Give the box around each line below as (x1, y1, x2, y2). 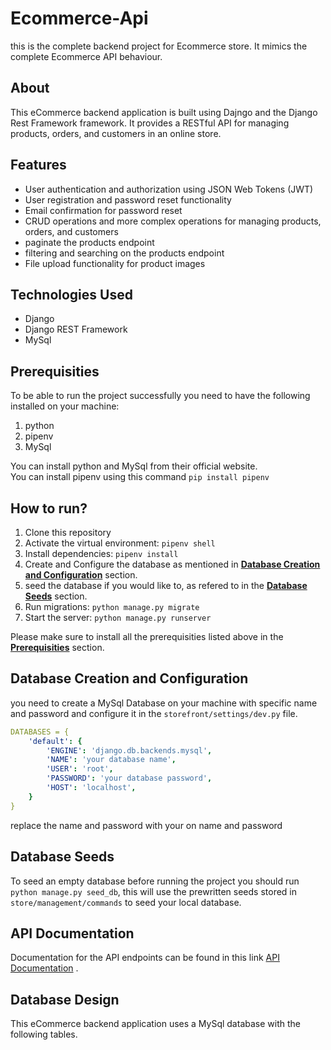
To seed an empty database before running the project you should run (10, 875, 300, 887)
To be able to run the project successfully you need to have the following (10, 390, 311, 402)
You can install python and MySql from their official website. (10, 460, 258, 472)
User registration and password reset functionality (24, 193, 232, 206)
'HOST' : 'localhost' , (46, 783, 137, 793)
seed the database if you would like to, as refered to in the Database (24, 580, 308, 591)
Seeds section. (24, 590, 88, 602)
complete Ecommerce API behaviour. (10, 50, 163, 62)
